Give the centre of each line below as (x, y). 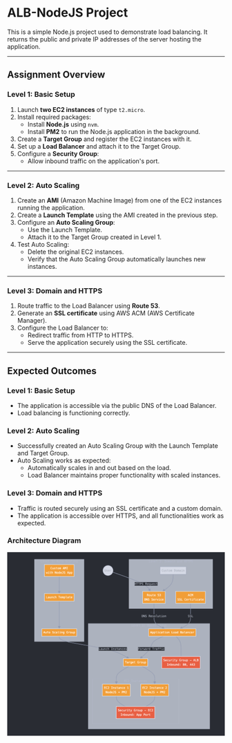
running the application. (51, 207)
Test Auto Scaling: (43, 244)
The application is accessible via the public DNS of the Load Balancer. (117, 405)
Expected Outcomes (52, 371)
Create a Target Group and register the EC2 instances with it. (104, 139)
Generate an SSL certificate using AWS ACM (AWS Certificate (106, 313)
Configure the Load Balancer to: (62, 328)
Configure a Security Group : (58, 153)
